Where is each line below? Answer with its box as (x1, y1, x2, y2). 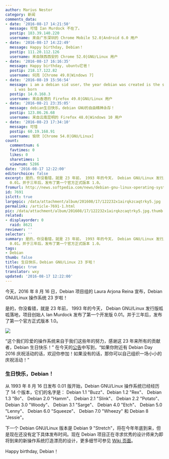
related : (5, 213, 24, 218)
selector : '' (5, 232, 33, 237)
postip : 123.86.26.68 (10, 110, 55, 116)
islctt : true (5, 194, 33, 199)
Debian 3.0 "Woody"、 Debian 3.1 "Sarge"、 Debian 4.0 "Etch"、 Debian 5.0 (5, 402, 162, 408)
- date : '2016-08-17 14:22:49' (5, 40, 71, 45)
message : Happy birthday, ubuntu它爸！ (10, 63, 91, 68)
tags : (5, 246, 17, 251)
